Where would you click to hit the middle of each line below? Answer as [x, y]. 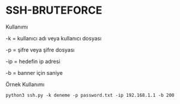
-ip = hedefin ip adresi [33, 61]
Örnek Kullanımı [25, 84]
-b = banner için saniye [34, 73]
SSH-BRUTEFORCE [54, 10]
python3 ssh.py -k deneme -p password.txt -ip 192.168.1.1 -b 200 [90, 95]
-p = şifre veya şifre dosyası [40, 50]
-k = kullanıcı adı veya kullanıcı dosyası [54, 38]
